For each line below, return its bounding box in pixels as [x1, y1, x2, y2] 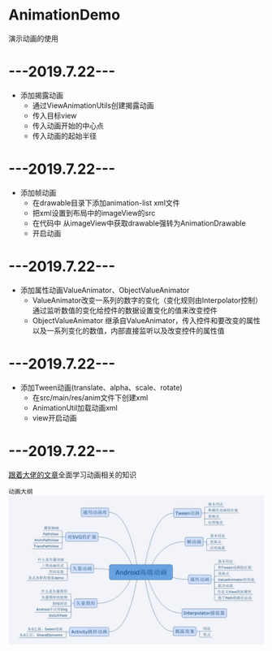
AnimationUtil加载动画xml [32, 403, 118, 412]
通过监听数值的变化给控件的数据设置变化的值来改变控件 [32, 305, 218, 315]
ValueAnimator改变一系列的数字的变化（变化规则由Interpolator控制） [32, 295, 262, 305]
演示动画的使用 [8, 33, 58, 43]
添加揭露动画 [19, 90, 63, 100]
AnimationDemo [8, 6, 120, 24]
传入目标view [32, 110, 77, 120]
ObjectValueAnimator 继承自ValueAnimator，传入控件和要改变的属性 [32, 315, 261, 325]
